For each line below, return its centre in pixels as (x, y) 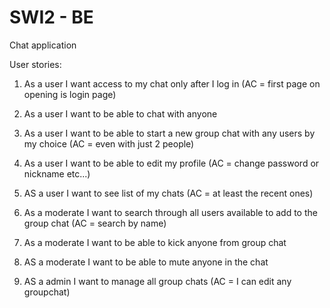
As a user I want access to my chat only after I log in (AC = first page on (172, 83)
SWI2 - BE (51, 17)
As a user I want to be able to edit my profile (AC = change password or (171, 163)
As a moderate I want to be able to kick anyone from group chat (155, 242)
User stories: (35, 64)
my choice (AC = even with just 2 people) (109, 143)
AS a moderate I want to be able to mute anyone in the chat (146, 262)
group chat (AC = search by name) (95, 223)
